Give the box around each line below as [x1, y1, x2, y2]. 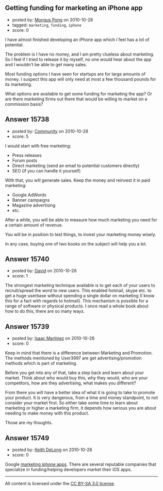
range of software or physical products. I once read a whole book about [5, 303, 149, 309]
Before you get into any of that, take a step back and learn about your [5, 370, 144, 376]
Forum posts [12, 157, 37, 163]
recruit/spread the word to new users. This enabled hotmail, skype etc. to [5, 287, 152, 294]
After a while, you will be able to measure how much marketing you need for [5, 217, 158, 223]
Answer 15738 [5, 115, 49, 124]
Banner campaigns [12, 197, 50, 203]
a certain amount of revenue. [5, 222, 63, 228]
